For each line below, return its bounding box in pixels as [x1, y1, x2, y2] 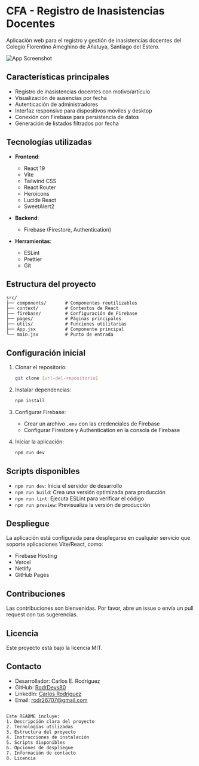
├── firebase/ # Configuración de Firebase [6, 311, 137, 317]
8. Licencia [6, 755, 36, 761]
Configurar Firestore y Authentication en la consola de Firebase [23, 426, 180, 433]
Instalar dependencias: [14, 386, 72, 393]
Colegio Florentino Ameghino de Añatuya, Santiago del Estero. [6, 43, 160, 50]
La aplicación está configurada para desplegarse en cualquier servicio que [6, 534, 191, 542]
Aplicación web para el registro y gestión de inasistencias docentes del [6, 37, 182, 44]
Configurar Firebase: [14, 408, 66, 415]
